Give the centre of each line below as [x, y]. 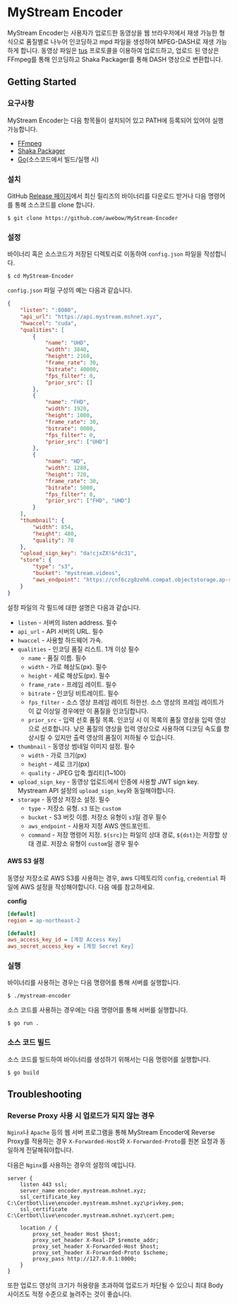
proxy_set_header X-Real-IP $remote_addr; [96, 1241]
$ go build [23, 1072]
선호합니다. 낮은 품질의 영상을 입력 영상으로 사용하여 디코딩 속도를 [132, 729]
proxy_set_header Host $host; [77, 1234]
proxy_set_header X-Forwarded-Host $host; [96, 1247]
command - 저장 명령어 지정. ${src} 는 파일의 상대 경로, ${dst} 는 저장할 [124, 835]
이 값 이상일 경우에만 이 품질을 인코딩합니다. [88, 711]
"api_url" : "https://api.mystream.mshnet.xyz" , [91, 317]
